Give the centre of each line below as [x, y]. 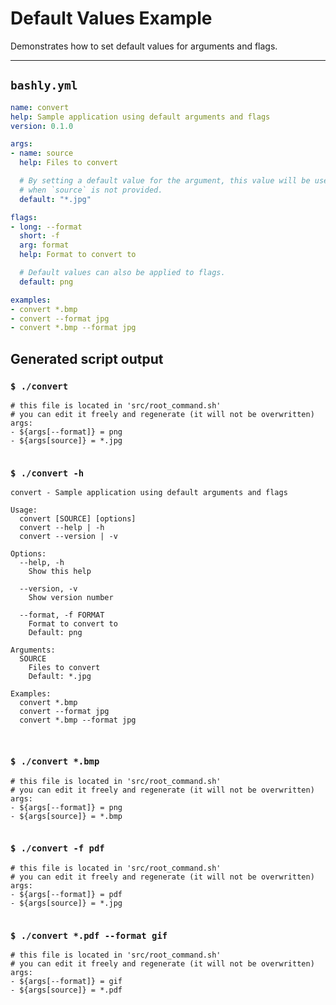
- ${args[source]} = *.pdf [66, 990]
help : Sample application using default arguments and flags [140, 117]
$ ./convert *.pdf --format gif [89, 935]
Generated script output [87, 358]
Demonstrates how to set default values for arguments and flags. [144, 46]
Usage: [24, 510]
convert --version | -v [68, 537]
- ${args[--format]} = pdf [66, 894]
